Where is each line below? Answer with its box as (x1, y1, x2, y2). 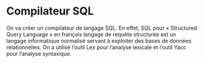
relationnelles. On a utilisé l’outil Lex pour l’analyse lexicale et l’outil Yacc (6, 44, 187, 51)
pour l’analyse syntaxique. (6, 50, 72, 57)
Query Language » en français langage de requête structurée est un (6, 30, 177, 38)
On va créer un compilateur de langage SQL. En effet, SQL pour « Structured (6, 24, 198, 31)
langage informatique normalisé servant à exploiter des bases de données (6, 37, 192, 44)
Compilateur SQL (6, 4, 94, 18)
